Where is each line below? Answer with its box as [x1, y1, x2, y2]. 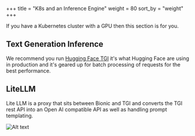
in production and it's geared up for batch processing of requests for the [6, 61, 181, 68]
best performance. [6, 67, 51, 74]
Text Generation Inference [6, 39, 104, 49]
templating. [6, 112, 33, 119]
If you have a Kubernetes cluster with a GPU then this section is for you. [6, 23, 179, 29]
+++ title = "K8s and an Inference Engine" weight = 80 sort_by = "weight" [6, 5, 184, 12]
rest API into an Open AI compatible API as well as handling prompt [6, 106, 168, 113]
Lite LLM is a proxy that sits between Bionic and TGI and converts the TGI [6, 99, 183, 107]
